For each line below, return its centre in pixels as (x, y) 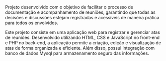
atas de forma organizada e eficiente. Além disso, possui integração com (80, 48)
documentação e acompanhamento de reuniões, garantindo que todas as (80, 12)
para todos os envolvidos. (32, 23)
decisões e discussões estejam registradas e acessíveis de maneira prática (82, 17)
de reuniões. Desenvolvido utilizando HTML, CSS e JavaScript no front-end (83, 37)
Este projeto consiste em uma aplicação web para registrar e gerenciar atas (83, 32)
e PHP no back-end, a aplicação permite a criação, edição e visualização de (83, 43)
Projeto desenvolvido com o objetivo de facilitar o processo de (69, 7)
